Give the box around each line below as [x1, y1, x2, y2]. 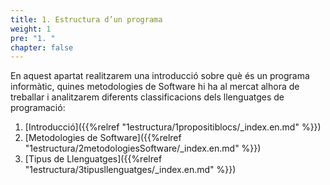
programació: [10, 102, 66, 114]
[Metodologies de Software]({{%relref [24, 132, 182, 144]
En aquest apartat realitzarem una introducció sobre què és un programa [10, 70, 310, 82]
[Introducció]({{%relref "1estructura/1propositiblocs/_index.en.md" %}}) [24, 121, 322, 133]
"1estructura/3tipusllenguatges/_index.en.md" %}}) [24, 164, 237, 176]
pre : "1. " [10, 33, 56, 43]
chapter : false [10, 42, 74, 53]
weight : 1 [10, 24, 52, 34]
